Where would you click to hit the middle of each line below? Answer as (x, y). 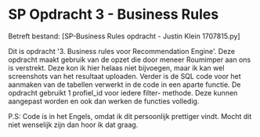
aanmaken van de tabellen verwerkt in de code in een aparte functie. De (125, 85)
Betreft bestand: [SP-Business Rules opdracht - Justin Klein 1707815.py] (124, 36)
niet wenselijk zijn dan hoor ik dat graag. (73, 124)
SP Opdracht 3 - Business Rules (114, 14)
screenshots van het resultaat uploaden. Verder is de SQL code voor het (125, 76)
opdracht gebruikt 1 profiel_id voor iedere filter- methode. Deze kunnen (123, 92)
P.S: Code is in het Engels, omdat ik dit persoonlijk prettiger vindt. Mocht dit (130, 116)
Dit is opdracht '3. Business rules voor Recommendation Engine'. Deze (122, 51)
